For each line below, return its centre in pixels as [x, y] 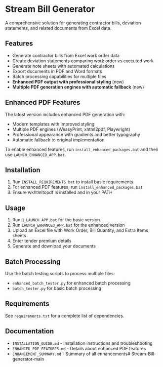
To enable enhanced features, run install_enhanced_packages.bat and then [82, 149]
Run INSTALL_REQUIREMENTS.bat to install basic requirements [73, 182]
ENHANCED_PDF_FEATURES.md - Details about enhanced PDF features [79, 348]
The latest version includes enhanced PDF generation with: [65, 114]
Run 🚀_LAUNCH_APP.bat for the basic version [56, 220]
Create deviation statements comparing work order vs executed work [83, 61]
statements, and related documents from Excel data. [58, 28]
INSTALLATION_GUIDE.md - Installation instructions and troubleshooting [82, 343]
